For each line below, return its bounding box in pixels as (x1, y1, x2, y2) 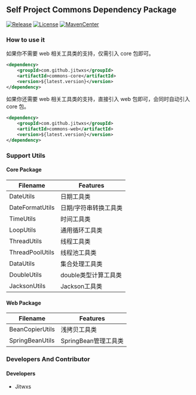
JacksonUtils (9, 281, 46, 290)
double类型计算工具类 (60, 271, 122, 279)
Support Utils (6, 151, 46, 160)
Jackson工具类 (60, 282, 103, 290)
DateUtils (9, 192, 35, 200)
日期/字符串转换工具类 (60, 203, 122, 212)
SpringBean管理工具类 (60, 337, 124, 345)
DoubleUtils (9, 270, 42, 278)
